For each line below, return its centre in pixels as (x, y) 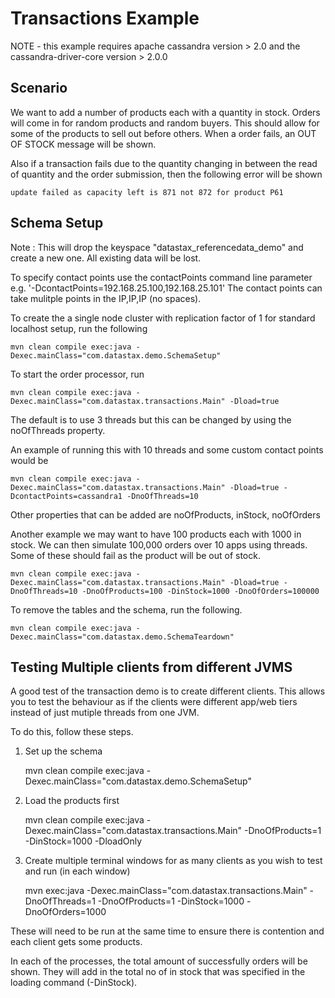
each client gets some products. (76, 942)
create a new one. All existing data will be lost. (106, 258)
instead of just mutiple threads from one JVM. (105, 713)
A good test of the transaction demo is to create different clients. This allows (168, 691)
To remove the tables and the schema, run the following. (126, 609)
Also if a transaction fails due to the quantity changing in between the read (164, 163)
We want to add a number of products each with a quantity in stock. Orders (165, 112)
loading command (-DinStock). (74, 983)
